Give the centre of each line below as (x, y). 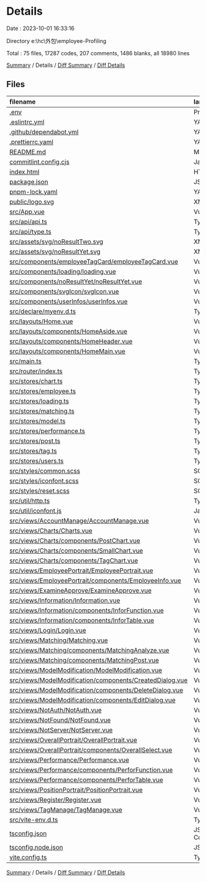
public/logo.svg (32, 202)
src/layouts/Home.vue (41, 321)
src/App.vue (27, 212)
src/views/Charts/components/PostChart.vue (75, 540)
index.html (25, 172)
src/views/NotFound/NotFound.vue (60, 720)
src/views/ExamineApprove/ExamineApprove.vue (81, 590)
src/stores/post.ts (35, 441)
